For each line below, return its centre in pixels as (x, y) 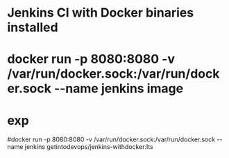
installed (33, 27)
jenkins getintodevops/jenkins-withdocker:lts (89, 147)
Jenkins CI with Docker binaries (101, 13)
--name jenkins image (119, 89)
